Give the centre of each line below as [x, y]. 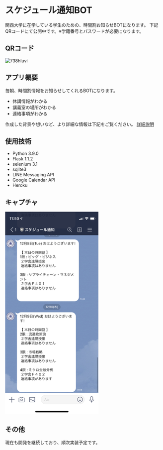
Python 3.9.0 [25, 154]
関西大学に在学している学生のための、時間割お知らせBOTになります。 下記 [82, 25]
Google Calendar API [34, 180]
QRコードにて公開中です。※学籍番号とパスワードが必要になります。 [75, 31]
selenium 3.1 [25, 164]
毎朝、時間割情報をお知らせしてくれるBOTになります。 [61, 91]
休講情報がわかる [30, 101]
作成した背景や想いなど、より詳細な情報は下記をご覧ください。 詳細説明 [80, 124]
